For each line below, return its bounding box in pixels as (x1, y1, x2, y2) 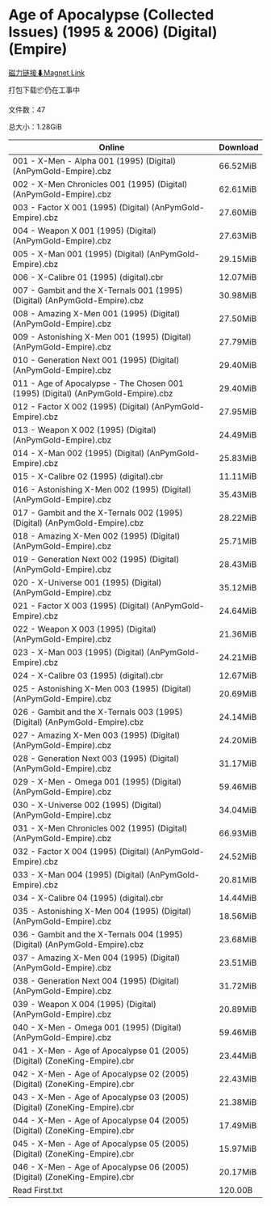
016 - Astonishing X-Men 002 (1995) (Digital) (12, 484, 192, 495)
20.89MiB (219, 1003, 257, 1014)
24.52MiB (219, 851, 257, 862)
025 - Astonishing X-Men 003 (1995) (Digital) (12, 683, 192, 694)
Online (98, 142, 125, 153)
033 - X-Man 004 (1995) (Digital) (12, 869, 145, 880)
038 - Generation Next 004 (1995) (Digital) (12, 975, 180, 986)
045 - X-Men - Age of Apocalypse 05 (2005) (12, 1138, 190, 1149)
